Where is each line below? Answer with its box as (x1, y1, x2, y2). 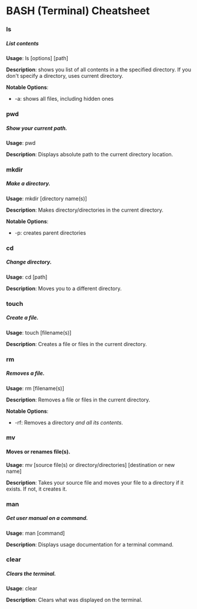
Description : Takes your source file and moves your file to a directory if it (6, 479, 184, 486)
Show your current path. (6, 124, 68, 131)
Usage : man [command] (6, 529, 65, 536)
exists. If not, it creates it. (6, 485, 68, 492)
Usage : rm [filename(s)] (6, 384, 65, 391)
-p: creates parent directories (14, 229, 86, 236)
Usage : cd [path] (6, 273, 48, 281)
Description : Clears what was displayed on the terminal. (6, 597, 143, 604)
